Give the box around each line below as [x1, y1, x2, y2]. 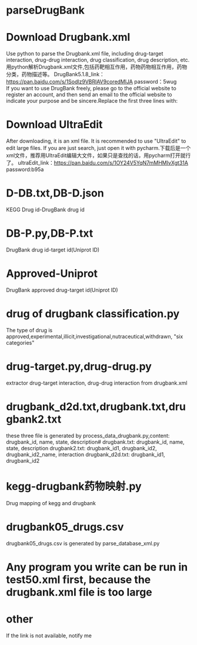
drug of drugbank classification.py [6, 307, 180, 320]
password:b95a [6, 166, 44, 173]
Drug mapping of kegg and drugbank [6, 499, 96, 506]
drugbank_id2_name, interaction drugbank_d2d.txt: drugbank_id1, [6, 451, 166, 458]
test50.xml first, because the [6, 573, 151, 586]
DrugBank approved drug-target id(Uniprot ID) [6, 286, 119, 293]
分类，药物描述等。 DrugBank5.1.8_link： [6, 71, 105, 78]
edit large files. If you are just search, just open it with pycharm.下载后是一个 [6, 145, 191, 152]
